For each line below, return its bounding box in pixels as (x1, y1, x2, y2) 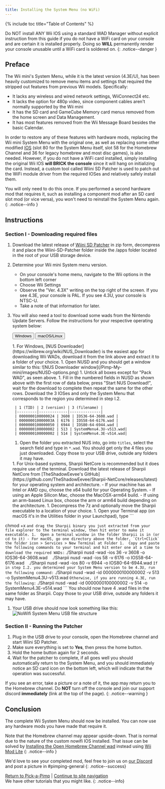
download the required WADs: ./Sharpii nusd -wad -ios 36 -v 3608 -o (5, 549, 145, 555)
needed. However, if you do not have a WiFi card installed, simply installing (5, 155, 157, 161)
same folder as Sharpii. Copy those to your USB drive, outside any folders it (5, 590, 159, 597)
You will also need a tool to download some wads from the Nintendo (12, 313, 151, 319)
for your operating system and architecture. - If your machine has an (12, 482, 152, 488)
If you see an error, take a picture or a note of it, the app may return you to (5, 680, 156, 686)
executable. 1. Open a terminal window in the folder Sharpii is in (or (5, 532, 160, 538)
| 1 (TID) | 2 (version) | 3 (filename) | (14, 405, 103, 410)
